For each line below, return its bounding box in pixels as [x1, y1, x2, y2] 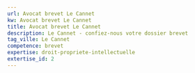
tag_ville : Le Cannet [7, 36, 70, 43]
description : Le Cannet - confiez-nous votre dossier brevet [7, 29, 189, 37]
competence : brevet [7, 42, 64, 49]
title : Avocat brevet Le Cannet [7, 23, 101, 30]
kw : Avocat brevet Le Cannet [7, 17, 92, 24]
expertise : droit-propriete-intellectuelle [7, 49, 136, 56]
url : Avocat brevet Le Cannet [7, 10, 95, 17]
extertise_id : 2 [7, 56, 54, 63]
